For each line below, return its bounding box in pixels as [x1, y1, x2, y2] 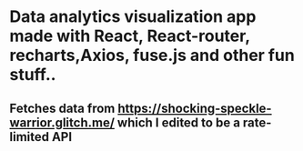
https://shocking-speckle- [117, 100, 272, 116]
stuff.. [9, 65, 56, 86]
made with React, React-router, [9, 25, 250, 46]
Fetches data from [9, 100, 116, 116]
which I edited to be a [116, 115, 241, 130]
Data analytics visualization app [9, 6, 257, 27]
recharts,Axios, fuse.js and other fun [9, 45, 296, 65]
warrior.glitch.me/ [9, 115, 116, 130]
